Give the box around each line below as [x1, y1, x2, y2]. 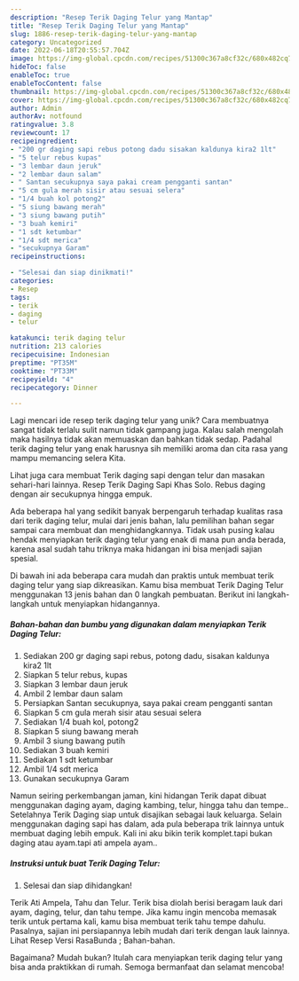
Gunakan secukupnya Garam [22, 773, 130, 784]
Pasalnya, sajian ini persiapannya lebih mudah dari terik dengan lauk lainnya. [10, 926, 290, 937]
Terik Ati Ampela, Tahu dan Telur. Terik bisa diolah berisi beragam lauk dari [10, 898, 283, 908]
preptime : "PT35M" [10, 358, 78, 367]
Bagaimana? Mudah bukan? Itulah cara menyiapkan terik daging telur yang [10, 953, 283, 963]
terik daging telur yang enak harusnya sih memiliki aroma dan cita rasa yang [10, 443, 288, 454]
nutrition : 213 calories [10, 342, 102, 351]
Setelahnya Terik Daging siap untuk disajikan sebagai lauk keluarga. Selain [10, 809, 282, 820]
